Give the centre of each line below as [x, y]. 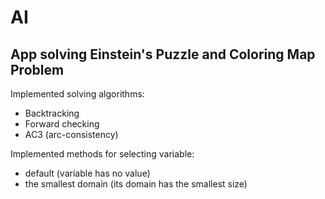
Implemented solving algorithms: [77, 94]
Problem [37, 69]
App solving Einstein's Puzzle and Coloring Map [163, 54]
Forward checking [62, 124]
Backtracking [52, 113]
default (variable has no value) [87, 173]
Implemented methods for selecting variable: [102, 154]
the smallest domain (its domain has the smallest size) [136, 184]
